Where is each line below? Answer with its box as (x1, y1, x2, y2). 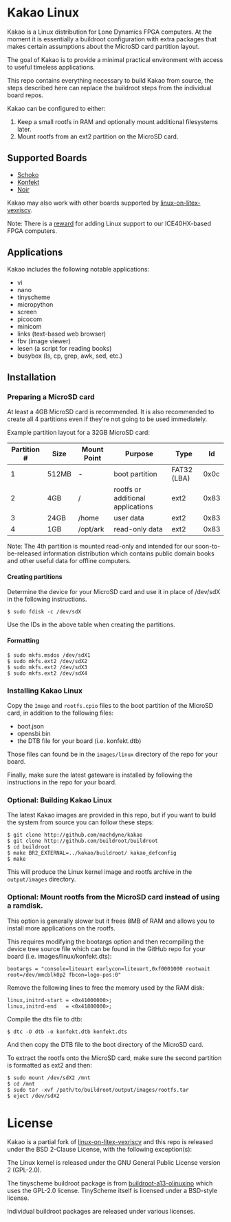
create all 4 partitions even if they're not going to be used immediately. (7, 415, 208, 423)
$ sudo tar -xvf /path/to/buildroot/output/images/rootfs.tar (7, 1086, 189, 1093)
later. (16, 125, 32, 133)
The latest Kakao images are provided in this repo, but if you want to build (7, 811, 217, 819)
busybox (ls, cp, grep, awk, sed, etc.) (16, 352, 122, 360)
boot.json (16, 722, 45, 730)
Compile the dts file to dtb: (7, 1015, 82, 1023)
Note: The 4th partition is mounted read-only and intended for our (7, 542, 194, 551)
